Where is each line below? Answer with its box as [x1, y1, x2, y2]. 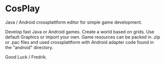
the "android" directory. [5, 44, 54, 50]
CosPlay [5, 3, 40, 14]
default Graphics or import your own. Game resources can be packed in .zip [5, 34, 160, 40]
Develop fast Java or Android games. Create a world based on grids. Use [5, 29, 155, 34]
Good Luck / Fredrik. [5, 54, 47, 60]
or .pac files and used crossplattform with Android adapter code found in [5, 39, 154, 45]
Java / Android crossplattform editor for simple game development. [5, 19, 143, 25]
